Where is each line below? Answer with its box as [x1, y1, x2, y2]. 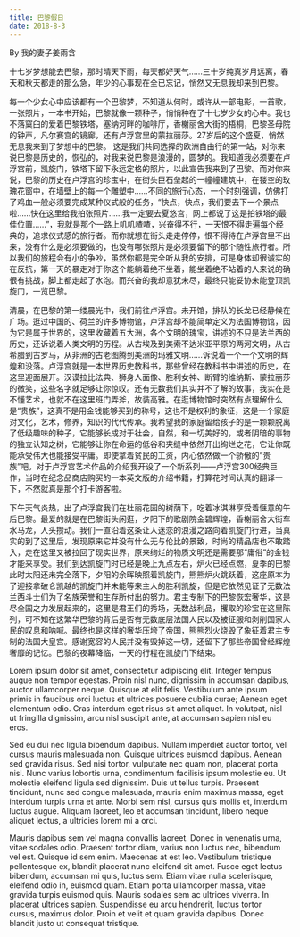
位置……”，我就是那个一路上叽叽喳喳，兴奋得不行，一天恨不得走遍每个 [16, 219, 277, 229]
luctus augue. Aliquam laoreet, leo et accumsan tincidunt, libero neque [9, 805, 269, 817]
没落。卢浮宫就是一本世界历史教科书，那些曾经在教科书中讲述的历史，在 [24, 361, 291, 371]
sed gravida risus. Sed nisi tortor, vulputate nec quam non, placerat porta [9, 758, 279, 768]
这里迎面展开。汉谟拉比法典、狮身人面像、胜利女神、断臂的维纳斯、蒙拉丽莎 [9, 371, 291, 382]
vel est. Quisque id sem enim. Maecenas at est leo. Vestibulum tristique [9, 851, 272, 862]
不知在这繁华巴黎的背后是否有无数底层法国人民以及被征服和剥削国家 [32, 613, 283, 625]
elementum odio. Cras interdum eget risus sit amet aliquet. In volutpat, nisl [9, 702, 283, 714]
